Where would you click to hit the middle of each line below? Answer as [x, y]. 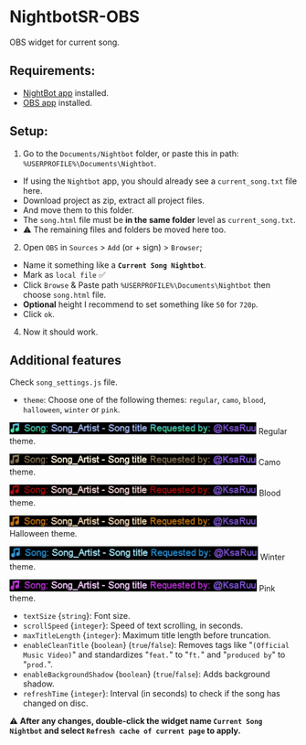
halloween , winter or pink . [71, 410]
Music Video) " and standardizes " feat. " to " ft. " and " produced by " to [154, 655]
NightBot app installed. [66, 92]
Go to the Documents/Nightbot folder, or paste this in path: [131, 154]
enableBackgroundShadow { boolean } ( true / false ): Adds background [147, 675]
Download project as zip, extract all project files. [114, 200]
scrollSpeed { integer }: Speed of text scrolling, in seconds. [133, 626]
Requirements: [53, 71]
